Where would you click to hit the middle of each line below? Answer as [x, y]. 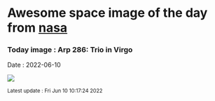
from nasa [37, 28]
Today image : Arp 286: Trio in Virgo [70, 50]
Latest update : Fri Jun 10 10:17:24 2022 [55, 91]
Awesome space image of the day [107, 13]
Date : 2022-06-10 [34, 65]
